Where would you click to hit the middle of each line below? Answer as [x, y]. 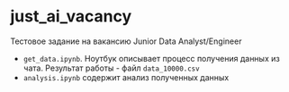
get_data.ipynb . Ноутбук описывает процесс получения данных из [151, 58]
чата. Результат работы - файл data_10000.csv [112, 68]
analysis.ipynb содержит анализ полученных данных [126, 77]
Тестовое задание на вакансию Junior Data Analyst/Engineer [126, 41]
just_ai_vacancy [71, 17]
